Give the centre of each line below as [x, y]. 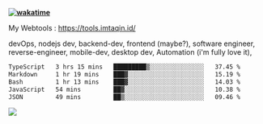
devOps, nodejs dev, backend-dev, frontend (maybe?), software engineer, [132, 43]
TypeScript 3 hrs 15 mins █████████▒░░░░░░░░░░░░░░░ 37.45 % [125, 67]
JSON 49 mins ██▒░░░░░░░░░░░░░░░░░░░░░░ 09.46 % [125, 97]
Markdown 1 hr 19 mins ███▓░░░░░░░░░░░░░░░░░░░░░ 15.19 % [125, 74]
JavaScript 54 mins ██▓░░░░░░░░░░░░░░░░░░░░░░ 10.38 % [125, 89]
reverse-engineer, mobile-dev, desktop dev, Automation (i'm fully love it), [130, 52]
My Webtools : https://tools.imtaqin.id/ [72, 28]
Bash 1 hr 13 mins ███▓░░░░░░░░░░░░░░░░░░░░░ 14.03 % [125, 82]
